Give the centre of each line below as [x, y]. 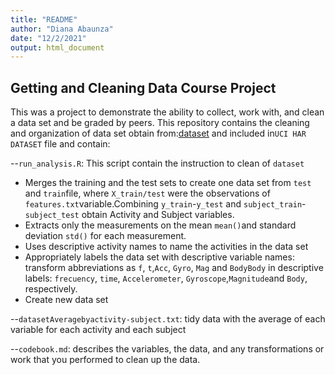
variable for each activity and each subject [98, 330]
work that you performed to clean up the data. [105, 360]
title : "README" [44, 19]
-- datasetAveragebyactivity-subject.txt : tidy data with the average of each [168, 319]
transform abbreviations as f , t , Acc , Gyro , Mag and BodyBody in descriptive [174, 268]
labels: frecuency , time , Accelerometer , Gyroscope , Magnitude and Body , [166, 278]
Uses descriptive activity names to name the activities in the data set [166, 247]
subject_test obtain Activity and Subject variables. [129, 215]
